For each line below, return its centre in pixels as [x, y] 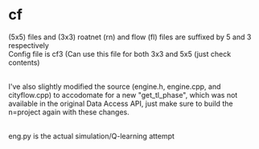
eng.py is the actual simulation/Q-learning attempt [92, 136]
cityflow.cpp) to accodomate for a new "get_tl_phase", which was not [123, 95]
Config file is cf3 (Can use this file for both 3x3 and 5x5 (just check [120, 54]
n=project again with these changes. [69, 112]
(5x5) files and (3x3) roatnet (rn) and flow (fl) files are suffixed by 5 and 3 [130, 37]
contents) [24, 62]
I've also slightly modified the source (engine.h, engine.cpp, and [115, 87]
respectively [29, 45]
